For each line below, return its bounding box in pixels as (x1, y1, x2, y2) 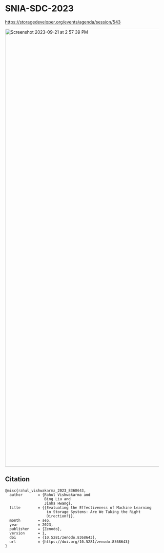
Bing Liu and (44, 496, 71, 501)
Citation (5, 475, 30, 483)
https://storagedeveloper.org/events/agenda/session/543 (5, 19, 121, 25)
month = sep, (9, 518, 51, 523)
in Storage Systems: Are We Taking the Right (46, 509, 141, 514)
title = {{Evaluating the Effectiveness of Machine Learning (9, 505, 152, 510)
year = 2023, (9, 522, 54, 527)
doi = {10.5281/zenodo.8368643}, (9, 535, 97, 540)
